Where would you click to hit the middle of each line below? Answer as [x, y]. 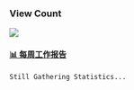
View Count [36, 13]
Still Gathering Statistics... [68, 76]
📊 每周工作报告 [38, 54]
